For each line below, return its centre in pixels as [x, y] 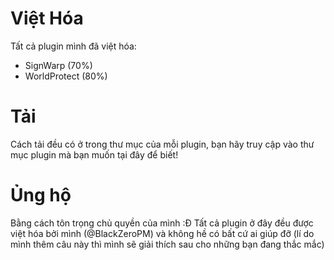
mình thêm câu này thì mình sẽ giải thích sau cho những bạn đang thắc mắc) [167, 244]
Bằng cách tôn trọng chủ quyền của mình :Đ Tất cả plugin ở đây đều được [162, 223]
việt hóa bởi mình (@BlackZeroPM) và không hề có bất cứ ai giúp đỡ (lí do [162, 233]
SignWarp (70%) [58, 65]
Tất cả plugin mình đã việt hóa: [73, 46]
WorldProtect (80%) [66, 76]
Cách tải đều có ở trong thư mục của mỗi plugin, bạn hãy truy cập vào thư [162, 144]
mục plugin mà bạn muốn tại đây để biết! [94, 154]
